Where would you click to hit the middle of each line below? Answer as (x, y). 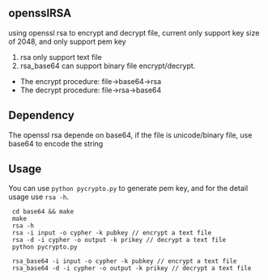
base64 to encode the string (56, 143)
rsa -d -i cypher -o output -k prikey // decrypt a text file (119, 240)
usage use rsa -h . (38, 197)
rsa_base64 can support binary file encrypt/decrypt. (108, 66)
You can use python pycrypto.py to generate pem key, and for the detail (128, 189)
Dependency (41, 115)
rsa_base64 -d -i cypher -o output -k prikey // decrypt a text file (132, 269)
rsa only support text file (61, 57)
